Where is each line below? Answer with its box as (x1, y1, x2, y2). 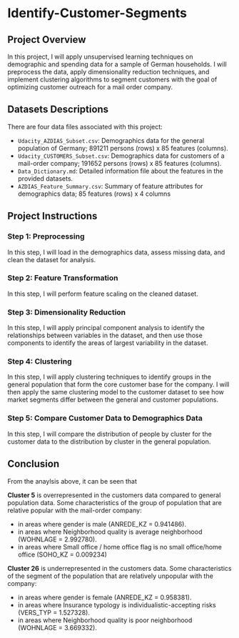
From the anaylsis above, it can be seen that (7, 477, 137, 485)
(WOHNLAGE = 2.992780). (17, 534, 98, 544)
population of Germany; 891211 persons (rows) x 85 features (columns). (17, 144, 228, 152)
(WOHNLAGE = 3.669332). (17, 623, 98, 632)
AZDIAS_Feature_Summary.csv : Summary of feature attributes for (17, 181, 203, 190)
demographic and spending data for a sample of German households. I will (7, 60, 227, 69)
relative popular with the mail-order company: (7, 506, 142, 514)
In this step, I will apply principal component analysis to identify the (7, 324, 205, 332)
